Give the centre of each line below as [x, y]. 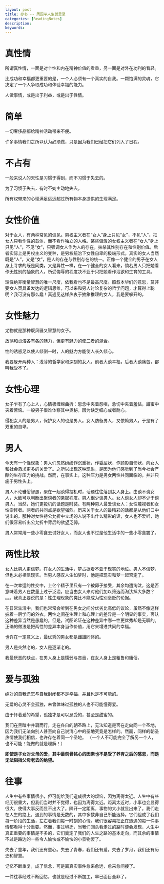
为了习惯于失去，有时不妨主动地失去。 [43, 188]
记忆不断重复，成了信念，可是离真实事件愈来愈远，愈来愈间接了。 [71, 866]
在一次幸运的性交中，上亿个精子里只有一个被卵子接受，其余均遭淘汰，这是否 [82, 585]
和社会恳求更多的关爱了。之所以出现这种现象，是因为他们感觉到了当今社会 [80, 469]
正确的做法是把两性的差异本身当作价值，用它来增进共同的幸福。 [69, 626]
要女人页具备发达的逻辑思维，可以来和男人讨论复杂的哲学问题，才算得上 [78, 288]
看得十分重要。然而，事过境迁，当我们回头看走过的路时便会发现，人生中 [86, 827]
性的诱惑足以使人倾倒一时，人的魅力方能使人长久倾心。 [61, 351]
